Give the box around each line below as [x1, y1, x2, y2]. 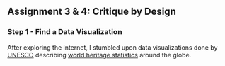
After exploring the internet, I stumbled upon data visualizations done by [7, 43, 218, 52]
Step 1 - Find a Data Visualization [7, 27, 122, 37]
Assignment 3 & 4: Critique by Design [7, 6, 177, 18]
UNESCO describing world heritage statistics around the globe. [7, 50, 192, 59]
